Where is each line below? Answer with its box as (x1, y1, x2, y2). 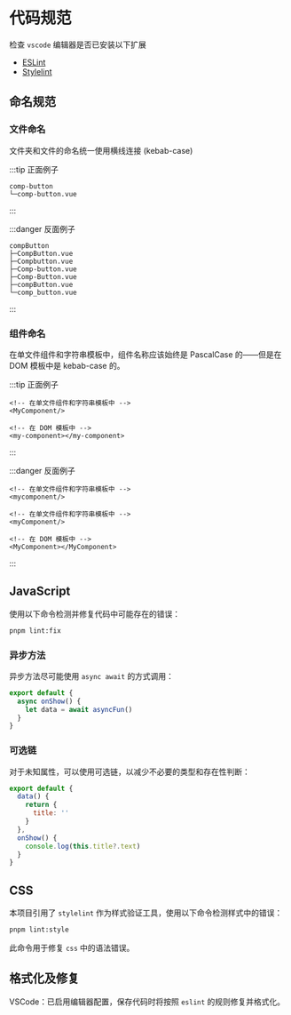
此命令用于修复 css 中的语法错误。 (9, 943, 135, 954)
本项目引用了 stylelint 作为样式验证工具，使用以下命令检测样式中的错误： (9, 907, 283, 918)
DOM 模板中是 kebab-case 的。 (9, 360, 125, 371)
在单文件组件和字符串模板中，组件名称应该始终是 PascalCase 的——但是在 (9, 348, 282, 360)
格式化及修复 (9, 971, 80, 987)
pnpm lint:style (9, 925, 69, 934)
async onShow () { (17, 697, 82, 706)
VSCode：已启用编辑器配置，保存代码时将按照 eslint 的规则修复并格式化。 (9, 996, 286, 1007)
